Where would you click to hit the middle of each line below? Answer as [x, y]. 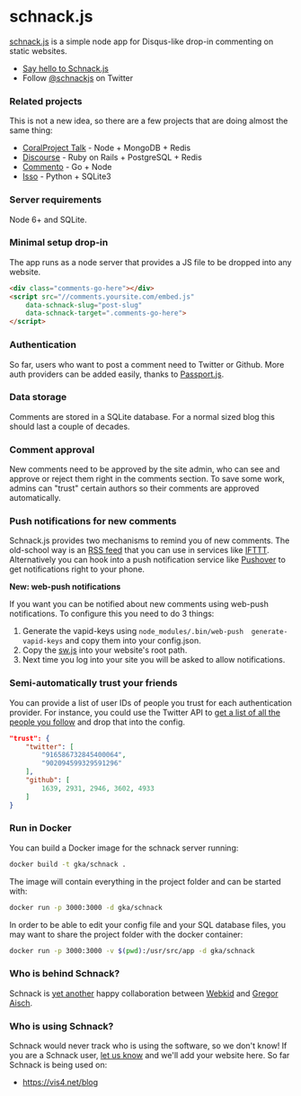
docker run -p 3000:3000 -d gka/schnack [86, 907]
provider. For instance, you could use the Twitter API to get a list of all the [145, 712]
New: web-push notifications [65, 587]
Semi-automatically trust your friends [93, 683]
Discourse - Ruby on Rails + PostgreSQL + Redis [112, 157]
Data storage [38, 397]
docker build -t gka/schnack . [68, 864]
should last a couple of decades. [70, 426]
